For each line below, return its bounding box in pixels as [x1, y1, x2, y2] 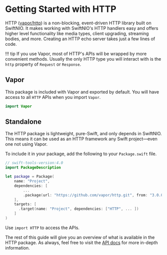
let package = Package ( [5, 174, 55, 179]
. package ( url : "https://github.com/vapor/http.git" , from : [23, 192, 148, 197]
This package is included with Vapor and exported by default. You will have [5, 88, 159, 95]
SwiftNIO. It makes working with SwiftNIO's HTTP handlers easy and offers [5, 25, 159, 31]
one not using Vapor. [5, 141, 48, 147]
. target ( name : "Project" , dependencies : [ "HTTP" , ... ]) [18, 206, 139, 212]
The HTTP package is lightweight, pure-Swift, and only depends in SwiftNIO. [5, 131, 162, 137]
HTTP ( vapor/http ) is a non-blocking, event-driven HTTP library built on [5, 20, 152, 26]
